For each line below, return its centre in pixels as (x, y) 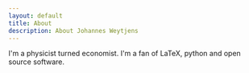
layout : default (35, 16)
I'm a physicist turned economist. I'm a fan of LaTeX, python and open (125, 54)
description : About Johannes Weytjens (73, 30)
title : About (30, 23)
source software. (37, 62)
